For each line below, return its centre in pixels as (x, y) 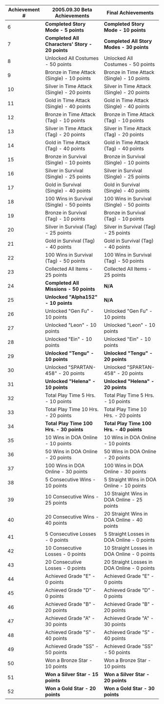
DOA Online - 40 (123, 520)
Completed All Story (128, 41)
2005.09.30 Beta (72, 10)
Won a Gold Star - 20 (71, 688)
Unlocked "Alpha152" (71, 297)
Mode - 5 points (65, 30)
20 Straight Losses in (128, 562)
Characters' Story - (69, 44)
